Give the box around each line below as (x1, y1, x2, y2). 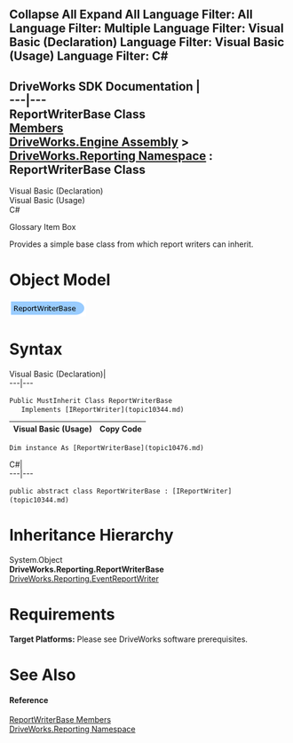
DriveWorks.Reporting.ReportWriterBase (9, 564, 164, 575)
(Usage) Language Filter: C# (9, 49, 169, 64)
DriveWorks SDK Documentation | (9, 79, 201, 94)
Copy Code (99, 423, 142, 434)
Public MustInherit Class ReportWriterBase (9, 397, 173, 406)
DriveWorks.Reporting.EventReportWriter (9, 573, 160, 584)
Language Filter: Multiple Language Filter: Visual (9, 21, 284, 36)
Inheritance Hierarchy (9, 526, 174, 545)
